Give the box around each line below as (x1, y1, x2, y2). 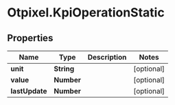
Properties (7, 32, 54, 44)
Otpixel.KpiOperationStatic (7, 5, 165, 21)
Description (87, 53, 127, 62)
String (54, 64, 75, 73)
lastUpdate (10, 86, 47, 95)
